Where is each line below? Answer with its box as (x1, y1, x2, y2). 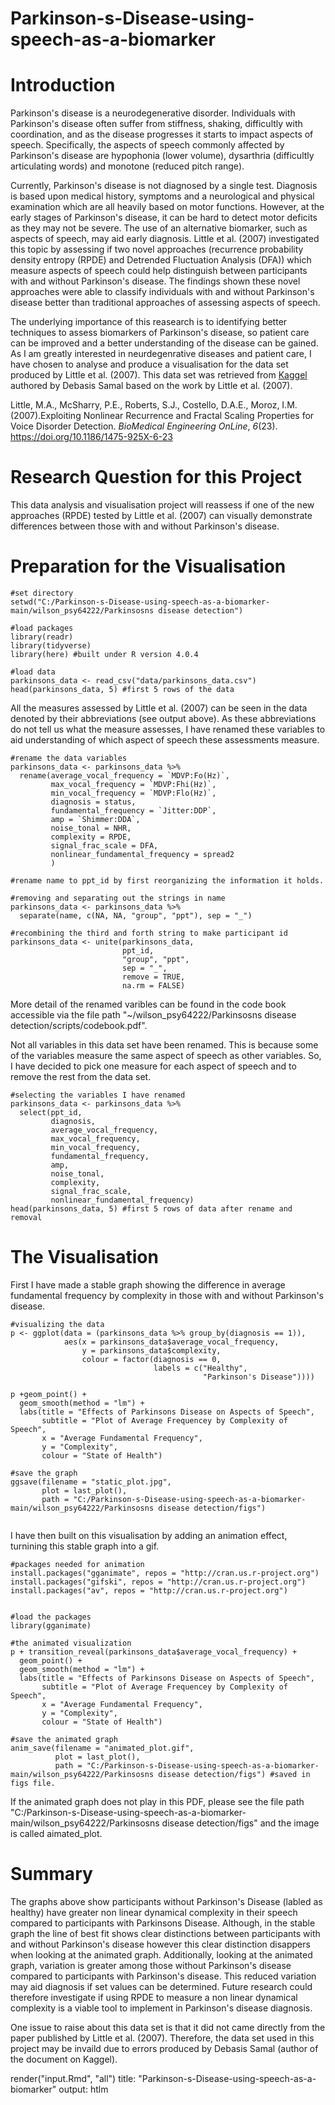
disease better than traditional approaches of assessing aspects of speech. (10, 297, 321, 309)
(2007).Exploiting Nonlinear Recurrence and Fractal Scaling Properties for (10, 410, 315, 422)
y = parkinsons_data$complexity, (81, 1345, 222, 1356)
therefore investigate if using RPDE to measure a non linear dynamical (10, 1991, 298, 2003)
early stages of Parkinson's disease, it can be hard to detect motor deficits (10, 212, 318, 224)
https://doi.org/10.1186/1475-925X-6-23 (10, 431, 173, 443)
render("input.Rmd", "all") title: (10, 2072, 137, 2084)
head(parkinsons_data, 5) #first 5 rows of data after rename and (10, 1204, 293, 1214)
